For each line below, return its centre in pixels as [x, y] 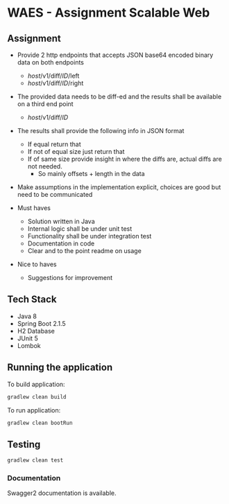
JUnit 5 [27, 338]
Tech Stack [32, 299]
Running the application [60, 368]
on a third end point [45, 104]
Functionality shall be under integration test [90, 236]
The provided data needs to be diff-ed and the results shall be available [119, 96]
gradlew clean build [37, 397]
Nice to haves [37, 264]
